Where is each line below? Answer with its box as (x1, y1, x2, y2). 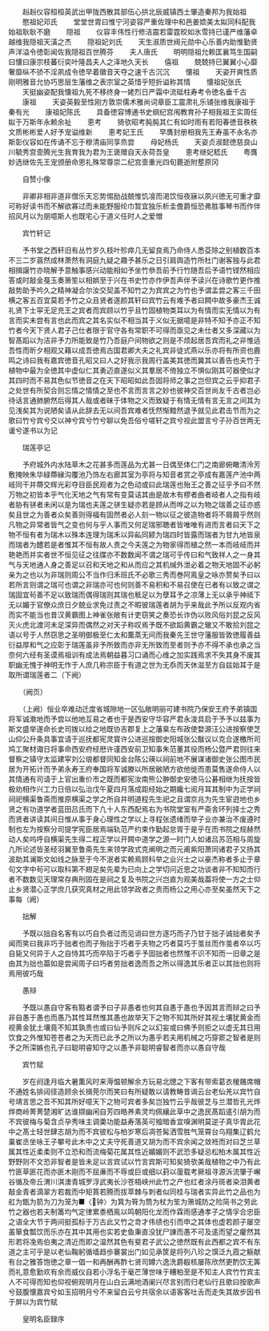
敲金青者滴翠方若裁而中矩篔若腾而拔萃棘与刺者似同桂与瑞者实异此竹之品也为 (8, 1187, 261, 1196)
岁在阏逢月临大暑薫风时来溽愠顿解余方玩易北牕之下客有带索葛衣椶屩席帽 (22, 1077, 261, 1086)
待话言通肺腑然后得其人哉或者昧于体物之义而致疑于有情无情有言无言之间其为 (8, 396, 261, 405)
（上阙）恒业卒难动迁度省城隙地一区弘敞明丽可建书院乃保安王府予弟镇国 (22, 704, 258, 713)
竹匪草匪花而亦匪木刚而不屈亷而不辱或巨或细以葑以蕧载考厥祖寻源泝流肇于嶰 (8, 1167, 261, 1176)
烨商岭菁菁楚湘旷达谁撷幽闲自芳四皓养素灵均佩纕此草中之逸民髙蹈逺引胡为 (8, 1107, 254, 1116)
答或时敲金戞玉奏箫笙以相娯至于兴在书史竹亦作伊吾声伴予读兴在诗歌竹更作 (8, 276, 254, 284)
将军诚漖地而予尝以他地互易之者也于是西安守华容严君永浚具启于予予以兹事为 (8, 714, 261, 724)
